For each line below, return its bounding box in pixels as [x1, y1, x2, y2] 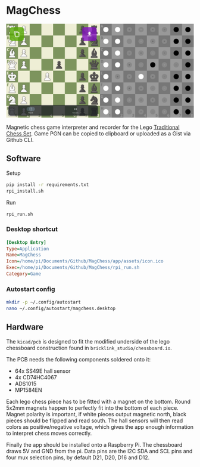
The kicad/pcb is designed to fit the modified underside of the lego [6, 338, 170, 345]
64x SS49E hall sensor [14, 367, 71, 375]
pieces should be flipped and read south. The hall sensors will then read [6, 417, 183, 424]
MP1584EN [14, 386, 43, 394]
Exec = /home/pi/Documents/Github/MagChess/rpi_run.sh [6, 265, 140, 271]
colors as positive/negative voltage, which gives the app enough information [6, 423, 194, 430]
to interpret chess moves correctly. [6, 429, 92, 437]
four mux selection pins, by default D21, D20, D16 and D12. [6, 454, 150, 461]
